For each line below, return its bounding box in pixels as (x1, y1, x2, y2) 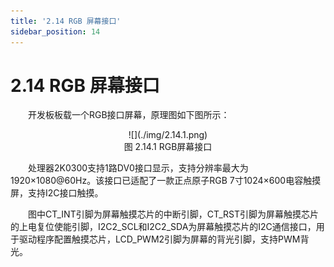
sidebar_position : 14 (10, 26, 101, 37)
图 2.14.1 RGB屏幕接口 (123, 141, 213, 153)
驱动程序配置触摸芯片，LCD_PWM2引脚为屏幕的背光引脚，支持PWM (18, 233, 301, 245)
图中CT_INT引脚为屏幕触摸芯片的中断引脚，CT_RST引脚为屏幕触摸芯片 (28, 208, 319, 220)
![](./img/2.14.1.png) (128, 129, 208, 141)
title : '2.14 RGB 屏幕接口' (10, 16, 122, 26)
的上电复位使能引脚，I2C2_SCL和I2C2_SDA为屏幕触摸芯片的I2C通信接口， (10, 221, 317, 233)
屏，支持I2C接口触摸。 (10, 187, 104, 199)
